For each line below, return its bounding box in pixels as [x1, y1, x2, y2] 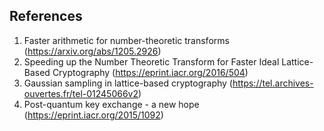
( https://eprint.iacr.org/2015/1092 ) [23, 109, 164, 121]
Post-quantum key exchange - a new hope [23, 98, 200, 110]
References [9, 8, 83, 25]
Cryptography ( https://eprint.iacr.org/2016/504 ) [52, 66, 249, 78]
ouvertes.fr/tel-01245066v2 [23, 87, 139, 99]
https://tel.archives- [232, 77, 314, 89]
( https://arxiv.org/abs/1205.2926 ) [23, 45, 162, 57]
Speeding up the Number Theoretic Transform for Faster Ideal [23, 55, 280, 68]
